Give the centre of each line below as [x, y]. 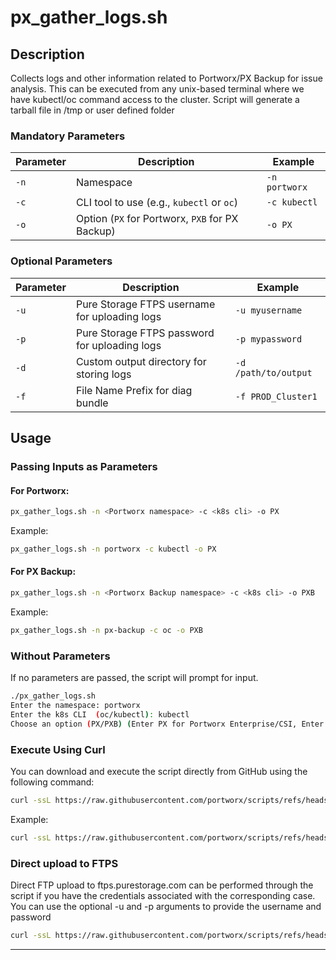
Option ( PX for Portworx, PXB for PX [157, 219]
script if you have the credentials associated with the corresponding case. [163, 895]
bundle [92, 403]
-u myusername [268, 310]
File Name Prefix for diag [134, 390]
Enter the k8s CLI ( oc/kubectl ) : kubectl [100, 714]
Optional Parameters [61, 261]
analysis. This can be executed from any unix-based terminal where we [157, 89]
